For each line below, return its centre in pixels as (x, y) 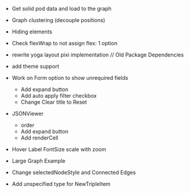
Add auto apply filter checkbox (59, 96)
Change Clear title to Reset (54, 102)
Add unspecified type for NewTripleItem (61, 184)
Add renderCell (39, 138)
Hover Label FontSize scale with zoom (59, 149)
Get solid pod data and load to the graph (62, 9)
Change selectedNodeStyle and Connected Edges (74, 172)
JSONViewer (27, 113)
